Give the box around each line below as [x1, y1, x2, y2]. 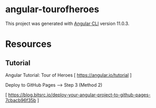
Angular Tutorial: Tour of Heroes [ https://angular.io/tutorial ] [5, 72, 132, 78]
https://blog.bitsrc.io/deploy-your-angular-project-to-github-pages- [8, 92, 151, 98]
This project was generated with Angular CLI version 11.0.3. [5, 20, 129, 26]
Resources [5, 38, 52, 50]
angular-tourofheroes [5, 4, 99, 15]
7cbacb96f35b [5, 97, 37, 103]
